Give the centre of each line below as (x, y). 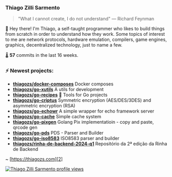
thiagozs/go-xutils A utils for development (58, 89)
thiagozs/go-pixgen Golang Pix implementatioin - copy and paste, (83, 122)
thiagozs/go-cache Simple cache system (57, 116)
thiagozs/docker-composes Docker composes (63, 84)
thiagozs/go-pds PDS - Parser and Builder (58, 132)
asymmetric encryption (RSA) (44, 105)
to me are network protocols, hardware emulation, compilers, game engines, (86, 39)
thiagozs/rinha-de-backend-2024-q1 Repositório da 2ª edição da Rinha (90, 143)
